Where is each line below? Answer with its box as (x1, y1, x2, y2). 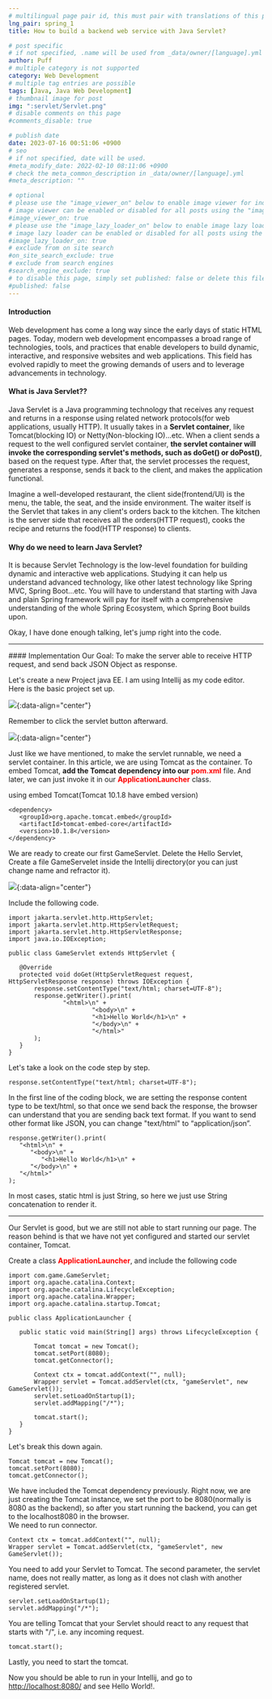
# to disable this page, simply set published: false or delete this (8, 274, 249, 282)
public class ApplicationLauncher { (8, 1314, 132, 1322)
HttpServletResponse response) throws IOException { (8, 978, 190, 986)
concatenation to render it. (8, 1200, 97, 1209)
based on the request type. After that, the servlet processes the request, (8, 456, 250, 466)
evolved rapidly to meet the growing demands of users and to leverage (8, 359, 245, 369)
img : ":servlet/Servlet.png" (8, 102, 107, 110)
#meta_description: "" (8, 177, 85, 185)
